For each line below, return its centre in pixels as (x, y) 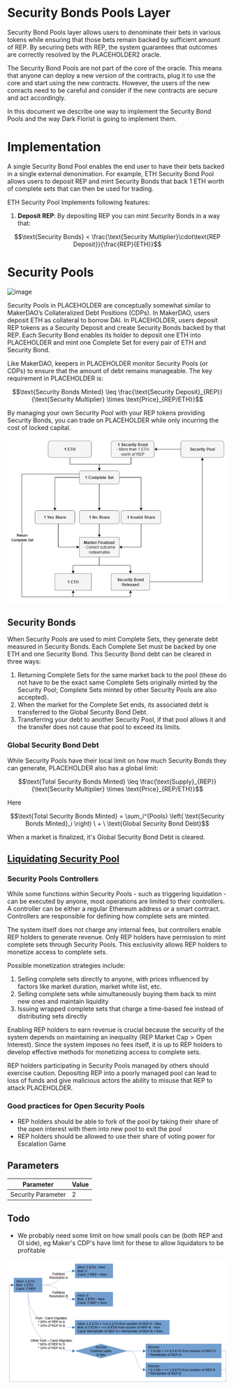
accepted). (33, 698)
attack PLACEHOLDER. (40, 1088)
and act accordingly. (37, 98)
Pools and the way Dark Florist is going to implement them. (92, 118)
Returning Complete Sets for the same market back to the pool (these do (122, 675)
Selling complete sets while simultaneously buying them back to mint (117, 994)
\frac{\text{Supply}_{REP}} (178, 782)
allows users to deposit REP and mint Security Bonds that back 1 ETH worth (116, 181)
